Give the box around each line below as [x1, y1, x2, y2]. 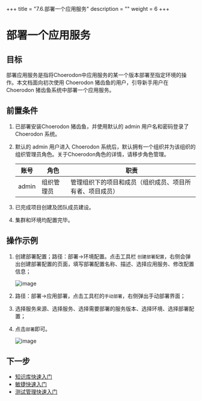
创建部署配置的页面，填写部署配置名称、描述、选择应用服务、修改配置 [20, 260, 194, 268]
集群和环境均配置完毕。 [14, 216, 73, 224]
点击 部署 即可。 [14, 325, 51, 332]
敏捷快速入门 [14, 381, 47, 388]
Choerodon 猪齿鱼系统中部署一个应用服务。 [6, 87, 115, 93]
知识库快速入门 [14, 373, 52, 381]
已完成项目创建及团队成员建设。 [14, 203, 94, 210]
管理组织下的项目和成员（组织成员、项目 [70, 178, 185, 186]
